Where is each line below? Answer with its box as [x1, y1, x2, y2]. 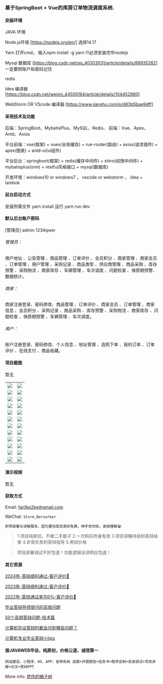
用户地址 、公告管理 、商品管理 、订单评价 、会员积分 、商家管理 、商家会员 [5, 255, 157, 261]
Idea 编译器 [5, 86, 28, 92]
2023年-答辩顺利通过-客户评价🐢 [5, 584, 70, 590]
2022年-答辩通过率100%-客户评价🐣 [5, 594, 76, 600]
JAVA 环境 [5, 29, 26, 35]
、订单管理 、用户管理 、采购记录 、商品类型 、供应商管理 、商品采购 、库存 [5, 261, 157, 267]
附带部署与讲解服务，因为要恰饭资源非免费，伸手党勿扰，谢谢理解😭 [5, 524, 122, 529]
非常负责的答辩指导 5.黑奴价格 [26, 539, 87, 545]
